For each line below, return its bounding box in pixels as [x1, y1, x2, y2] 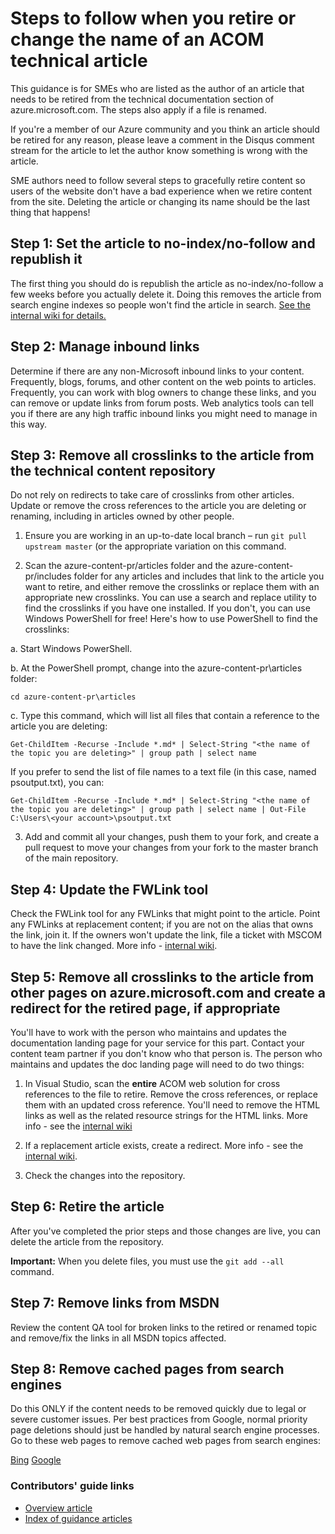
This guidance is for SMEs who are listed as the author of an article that [10, 82, 305, 94]
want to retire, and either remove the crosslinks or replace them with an [24, 581, 320, 593]
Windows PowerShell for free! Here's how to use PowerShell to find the [24, 613, 318, 625]
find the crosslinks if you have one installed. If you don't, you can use [24, 602, 311, 614]
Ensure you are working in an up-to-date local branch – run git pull [24, 530, 307, 542]
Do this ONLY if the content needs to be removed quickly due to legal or [10, 1403, 307, 1415]
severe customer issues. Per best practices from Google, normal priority [10, 1413, 308, 1426]
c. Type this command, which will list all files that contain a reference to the [10, 710, 320, 722]
